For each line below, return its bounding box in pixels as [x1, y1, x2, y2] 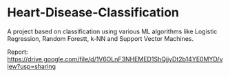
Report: [7, 48, 29, 56]
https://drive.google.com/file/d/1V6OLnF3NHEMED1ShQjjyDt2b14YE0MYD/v [7, 55, 223, 63]
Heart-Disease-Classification [7, 5, 180, 20]
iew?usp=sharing [7, 62, 56, 70]
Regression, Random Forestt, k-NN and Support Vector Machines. [7, 34, 194, 42]
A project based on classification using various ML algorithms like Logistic [7, 27, 218, 35]
